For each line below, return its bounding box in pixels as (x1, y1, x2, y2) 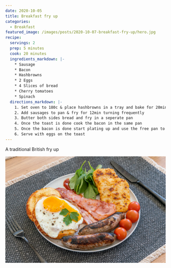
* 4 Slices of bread (14, 83, 58, 88)
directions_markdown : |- (10, 99, 63, 104)
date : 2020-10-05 (5, 8, 42, 13)
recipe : (5, 35, 22, 40)
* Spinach (14, 94, 36, 99)
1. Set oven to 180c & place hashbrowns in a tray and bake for (14, 105, 154, 110)
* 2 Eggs (14, 78, 33, 83)
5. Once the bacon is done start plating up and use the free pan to (14, 126, 165, 132)
